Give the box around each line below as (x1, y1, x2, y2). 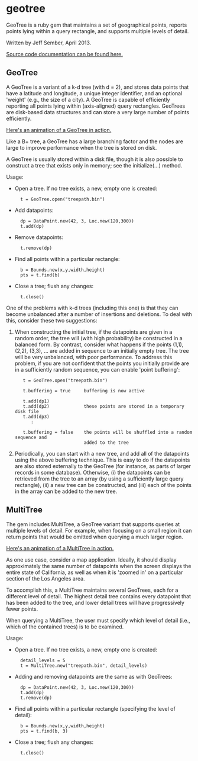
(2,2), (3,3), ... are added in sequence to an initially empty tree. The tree (14, 347, 189, 354)
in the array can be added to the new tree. (14, 488, 118, 495)
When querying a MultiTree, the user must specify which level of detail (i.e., (6, 617, 190, 624)
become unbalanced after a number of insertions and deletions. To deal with (6, 310, 192, 318)
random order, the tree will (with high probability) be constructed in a (14, 334, 183, 341)
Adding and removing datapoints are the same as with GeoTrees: (14, 673, 173, 680)
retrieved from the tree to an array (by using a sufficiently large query (14, 475, 184, 482)
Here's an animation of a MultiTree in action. (6, 544, 114, 552)
